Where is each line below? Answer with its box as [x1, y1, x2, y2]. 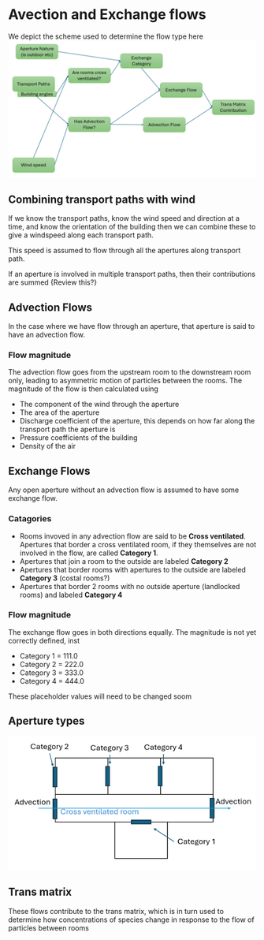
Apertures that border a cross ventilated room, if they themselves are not [19, 539, 257, 549]
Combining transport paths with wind [8, 192, 195, 206]
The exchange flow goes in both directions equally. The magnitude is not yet [8, 627, 257, 636]
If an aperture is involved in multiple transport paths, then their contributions [8, 270, 256, 279]
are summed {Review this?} [8, 278, 97, 287]
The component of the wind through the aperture [19, 400, 180, 409]
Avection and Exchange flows [8, 6, 206, 24]
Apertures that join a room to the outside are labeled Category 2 [19, 556, 229, 565]
